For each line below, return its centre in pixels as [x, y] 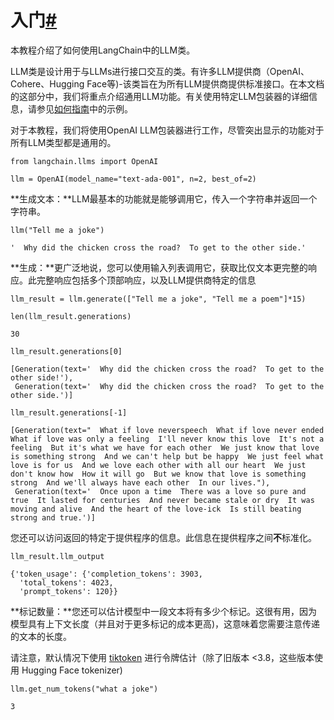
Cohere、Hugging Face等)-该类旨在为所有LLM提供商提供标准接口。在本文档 [167, 83]
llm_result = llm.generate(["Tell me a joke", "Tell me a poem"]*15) [158, 299]
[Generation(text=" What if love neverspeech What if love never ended [167, 430]
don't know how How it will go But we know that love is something [158, 474]
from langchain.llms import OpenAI [84, 161]
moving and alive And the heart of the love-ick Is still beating [156, 509]
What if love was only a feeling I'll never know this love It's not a [167, 439]
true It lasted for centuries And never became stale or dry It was [162, 500]
